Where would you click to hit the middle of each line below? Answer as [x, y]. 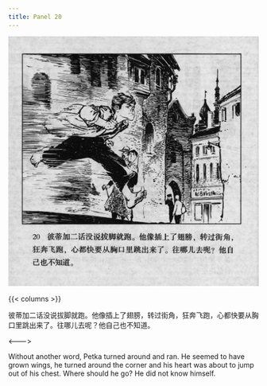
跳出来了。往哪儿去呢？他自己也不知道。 [88, 326]
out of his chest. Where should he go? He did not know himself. [112, 373]
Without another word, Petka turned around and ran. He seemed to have [126, 357]
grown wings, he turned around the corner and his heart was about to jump [131, 365]
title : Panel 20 [35, 17]
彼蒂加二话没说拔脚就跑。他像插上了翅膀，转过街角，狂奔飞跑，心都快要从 [130, 315]
